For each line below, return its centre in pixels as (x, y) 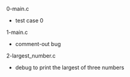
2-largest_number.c (31, 56)
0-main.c (18, 9)
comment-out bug (38, 44)
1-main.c (17, 32)
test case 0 (29, 20)
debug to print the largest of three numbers (70, 67)
